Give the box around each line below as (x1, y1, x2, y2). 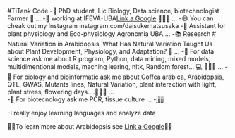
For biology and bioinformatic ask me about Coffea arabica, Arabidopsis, (13, 73, 224, 81)
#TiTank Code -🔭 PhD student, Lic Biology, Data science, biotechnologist (7, 7, 220, 15)
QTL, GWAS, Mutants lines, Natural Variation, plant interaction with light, (7, 80, 217, 88)
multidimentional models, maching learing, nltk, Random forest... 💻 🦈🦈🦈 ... (7, 63, 224, 70)
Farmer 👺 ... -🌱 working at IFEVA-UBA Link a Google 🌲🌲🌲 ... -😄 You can (7, 14, 214, 23)
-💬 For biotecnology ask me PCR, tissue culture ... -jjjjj (7, 95, 164, 103)
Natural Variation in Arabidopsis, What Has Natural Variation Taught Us (7, 39, 213, 48)
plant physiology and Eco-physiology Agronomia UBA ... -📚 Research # (7, 30, 217, 38)
